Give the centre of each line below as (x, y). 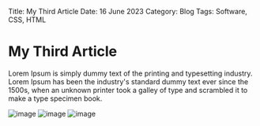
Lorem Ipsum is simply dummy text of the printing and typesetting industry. (130, 73)
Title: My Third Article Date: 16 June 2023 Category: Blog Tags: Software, (128, 11)
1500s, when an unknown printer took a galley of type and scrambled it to (128, 90)
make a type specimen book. (55, 98)
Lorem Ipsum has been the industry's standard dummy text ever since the (128, 81)
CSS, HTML (27, 20)
